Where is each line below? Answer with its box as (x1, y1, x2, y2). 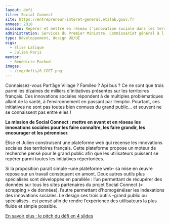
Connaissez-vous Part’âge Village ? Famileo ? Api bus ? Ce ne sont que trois (5, 82, 164, 88)
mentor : (5, 54, 22, 60)
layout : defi (5, 7, 33, 13)
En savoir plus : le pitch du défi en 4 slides (5, 213, 94, 219)
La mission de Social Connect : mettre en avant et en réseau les (5, 119, 141, 125)
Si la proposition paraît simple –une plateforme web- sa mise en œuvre (5, 165, 153, 171)
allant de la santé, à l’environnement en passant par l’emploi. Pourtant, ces (5, 99, 160, 104)
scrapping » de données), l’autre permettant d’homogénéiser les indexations (5, 187, 164, 193)
